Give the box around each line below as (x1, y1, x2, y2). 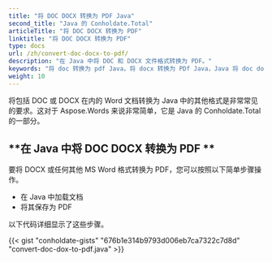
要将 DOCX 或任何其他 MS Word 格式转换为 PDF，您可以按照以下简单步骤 (8, 165, 255, 174)
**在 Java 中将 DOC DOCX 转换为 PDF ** (8, 142, 215, 156)
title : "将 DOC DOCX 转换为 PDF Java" (8, 11, 136, 20)
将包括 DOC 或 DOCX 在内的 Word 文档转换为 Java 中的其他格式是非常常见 (8, 95, 258, 105)
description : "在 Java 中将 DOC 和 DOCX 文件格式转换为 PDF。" (8, 58, 213, 66)
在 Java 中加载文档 (19, 192, 84, 202)
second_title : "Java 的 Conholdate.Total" (8, 19, 153, 28)
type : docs (8, 42, 45, 50)
